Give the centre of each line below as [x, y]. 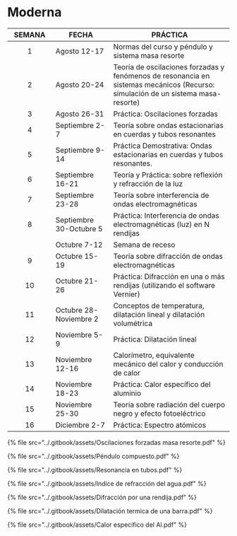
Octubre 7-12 [79, 245]
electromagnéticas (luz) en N [162, 224]
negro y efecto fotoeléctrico [159, 413]
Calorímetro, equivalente [154, 355]
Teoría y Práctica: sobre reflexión [168, 175]
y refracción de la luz [148, 183]
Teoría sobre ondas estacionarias [168, 125]
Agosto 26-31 [80, 114]
